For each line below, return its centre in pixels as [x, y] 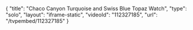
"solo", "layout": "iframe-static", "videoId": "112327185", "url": [81, 15]
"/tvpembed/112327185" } [37, 21]
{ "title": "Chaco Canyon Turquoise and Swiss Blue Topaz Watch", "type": [96, 9]
